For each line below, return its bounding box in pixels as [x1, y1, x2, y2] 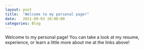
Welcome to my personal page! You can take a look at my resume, [5, 34, 140, 40]
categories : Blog [5, 21, 41, 26]
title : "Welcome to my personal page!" [5, 12, 90, 17]
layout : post [5, 7, 32, 12]
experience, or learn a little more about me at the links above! [5, 40, 130, 46]
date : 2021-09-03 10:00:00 [5, 16, 65, 21]
